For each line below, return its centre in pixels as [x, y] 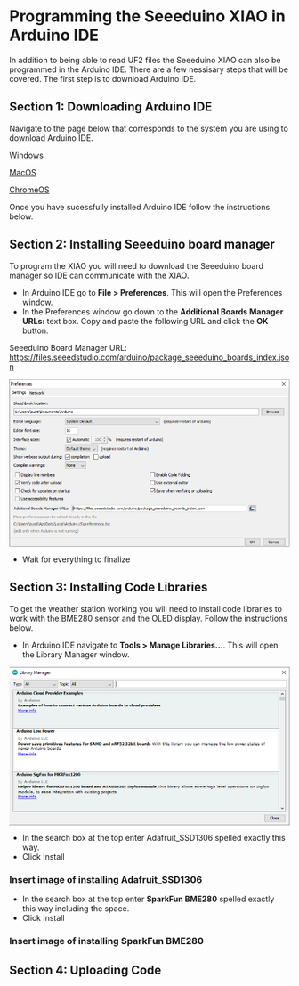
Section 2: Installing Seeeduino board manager [142, 244]
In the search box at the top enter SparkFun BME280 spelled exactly [148, 899]
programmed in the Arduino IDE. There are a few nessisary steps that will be [149, 69]
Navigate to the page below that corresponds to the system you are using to [149, 128]
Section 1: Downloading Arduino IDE [111, 107]
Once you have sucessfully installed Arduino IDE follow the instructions [140, 207]
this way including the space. [76, 909]
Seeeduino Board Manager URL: [68, 347]
